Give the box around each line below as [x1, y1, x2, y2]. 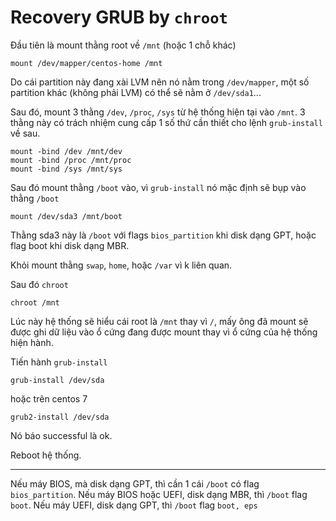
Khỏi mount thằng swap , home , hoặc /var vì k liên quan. [10, 259, 233, 271]
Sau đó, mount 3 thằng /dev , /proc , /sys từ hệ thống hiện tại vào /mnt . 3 [10, 106, 306, 118]
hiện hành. [10, 336, 54, 348]
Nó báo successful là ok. [10, 429, 113, 441]
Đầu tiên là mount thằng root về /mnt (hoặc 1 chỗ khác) [10, 39, 237, 51]
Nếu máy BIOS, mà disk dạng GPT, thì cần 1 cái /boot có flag [10, 477, 260, 490]
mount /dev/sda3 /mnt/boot [10, 211, 123, 221]
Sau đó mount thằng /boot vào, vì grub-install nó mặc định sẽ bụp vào [10, 181, 307, 193]
